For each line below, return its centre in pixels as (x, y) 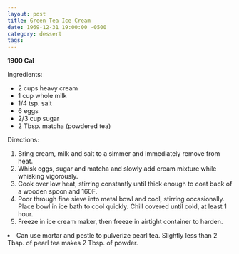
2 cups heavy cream (48, 88)
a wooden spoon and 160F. (57, 191)
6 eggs (28, 111)
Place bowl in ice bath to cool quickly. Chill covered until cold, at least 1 (122, 206)
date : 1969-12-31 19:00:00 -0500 (57, 27)
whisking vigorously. (48, 176)
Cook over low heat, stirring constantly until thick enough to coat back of (125, 184)
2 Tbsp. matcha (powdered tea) (64, 126)
